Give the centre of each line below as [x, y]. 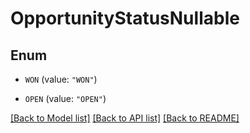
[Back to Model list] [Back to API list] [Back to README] [125, 118]
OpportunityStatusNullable [125, 18]
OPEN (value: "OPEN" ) [65, 98]
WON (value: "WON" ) [61, 79]
